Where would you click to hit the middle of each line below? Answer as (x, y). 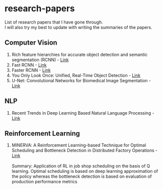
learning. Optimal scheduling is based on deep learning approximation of (85, 171)
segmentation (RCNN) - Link (40, 60)
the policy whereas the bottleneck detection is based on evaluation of (82, 176)
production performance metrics (44, 182)
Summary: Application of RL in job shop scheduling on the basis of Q (81, 166)
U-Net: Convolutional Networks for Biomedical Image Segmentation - (81, 80)
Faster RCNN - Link (31, 70)
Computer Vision (31, 43)
